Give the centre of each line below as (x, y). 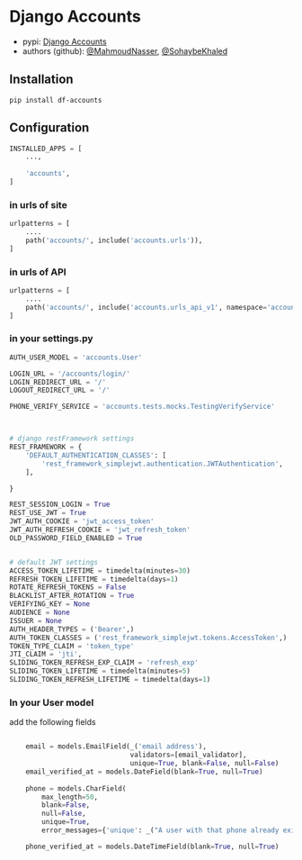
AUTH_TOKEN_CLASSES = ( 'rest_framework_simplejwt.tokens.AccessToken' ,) (148, 638)
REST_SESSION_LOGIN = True (60, 505)
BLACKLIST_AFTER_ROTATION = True (72, 596)
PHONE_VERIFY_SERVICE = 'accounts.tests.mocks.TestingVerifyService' (142, 407)
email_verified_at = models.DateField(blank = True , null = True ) (144, 772)
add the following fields (53, 722)
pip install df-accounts (56, 100)
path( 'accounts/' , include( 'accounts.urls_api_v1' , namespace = (147, 307)
